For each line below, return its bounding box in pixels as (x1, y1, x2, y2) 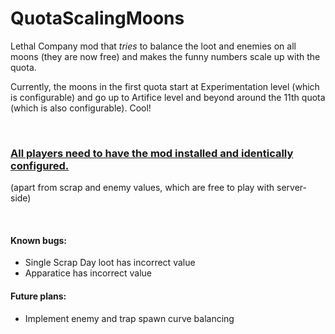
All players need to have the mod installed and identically (10, 146, 294, 160)
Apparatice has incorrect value (24, 267, 153, 279)
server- (276, 182, 307, 194)
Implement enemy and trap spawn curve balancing (24, 312, 235, 324)
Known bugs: (10, 234, 68, 246)
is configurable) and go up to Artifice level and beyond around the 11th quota (10, 91, 326, 103)
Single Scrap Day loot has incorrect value (24, 257, 196, 269)
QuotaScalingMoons (10, 7, 185, 30)
